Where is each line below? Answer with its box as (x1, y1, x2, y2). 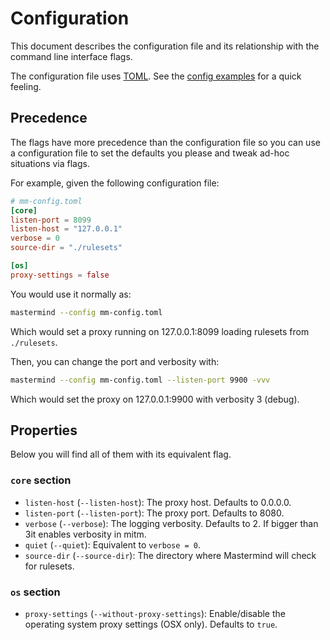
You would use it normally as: (10, 288, 132, 300)
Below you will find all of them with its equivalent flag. (10, 448, 232, 461)
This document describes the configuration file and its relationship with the (10, 40, 320, 52)
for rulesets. (24, 560, 75, 572)
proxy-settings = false (10, 270, 110, 280)
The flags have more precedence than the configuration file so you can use (10, 136, 321, 148)
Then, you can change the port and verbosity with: (10, 355, 220, 367)
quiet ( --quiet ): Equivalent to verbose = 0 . (24, 538, 202, 551)
